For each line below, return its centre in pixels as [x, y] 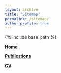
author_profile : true [27, 23]
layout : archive [21, 10]
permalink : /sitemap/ [27, 19]
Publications [18, 56]
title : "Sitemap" [23, 14]
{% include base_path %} [31, 37]
